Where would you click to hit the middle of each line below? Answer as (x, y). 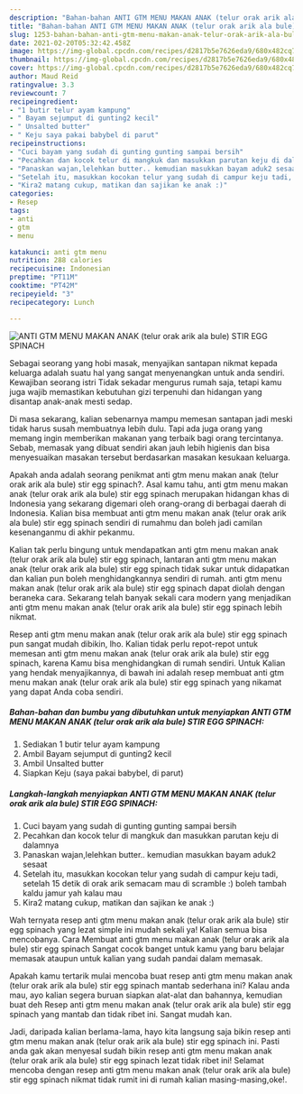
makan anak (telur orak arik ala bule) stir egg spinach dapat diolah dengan (147, 588)
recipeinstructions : (48, 143)
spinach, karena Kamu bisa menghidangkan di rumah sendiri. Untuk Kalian (147, 663)
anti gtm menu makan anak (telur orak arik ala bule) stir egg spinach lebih (146, 607)
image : (22, 51)
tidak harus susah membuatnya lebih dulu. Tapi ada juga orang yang (136, 428)
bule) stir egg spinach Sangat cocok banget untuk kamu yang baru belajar (147, 949)
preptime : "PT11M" (44, 277)
